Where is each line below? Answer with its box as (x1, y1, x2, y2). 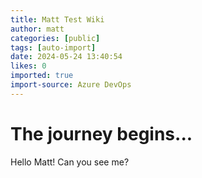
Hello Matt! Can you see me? (10, 156, 130, 168)
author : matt (10, 24, 65, 34)
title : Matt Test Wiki (10, 14, 105, 25)
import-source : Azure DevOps (10, 80, 132, 90)
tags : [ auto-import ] (10, 42, 97, 53)
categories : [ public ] (10, 33, 101, 43)
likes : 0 (10, 61, 47, 71)
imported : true (10, 71, 74, 81)
